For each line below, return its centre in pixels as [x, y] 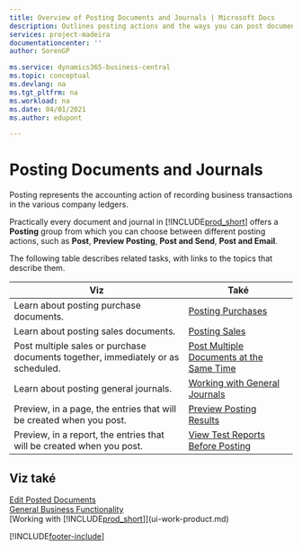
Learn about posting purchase [77, 305]
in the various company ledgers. [69, 204]
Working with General [234, 383]
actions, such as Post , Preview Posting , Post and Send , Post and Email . [144, 241]
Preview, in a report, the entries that [89, 435]
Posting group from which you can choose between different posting [138, 231]
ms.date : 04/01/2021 [48, 109]
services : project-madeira [60, 34]
